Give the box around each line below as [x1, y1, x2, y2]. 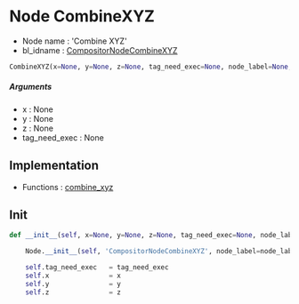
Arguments [9, 82, 53, 92]
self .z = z [25, 287, 122, 297]
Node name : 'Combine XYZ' [21, 36, 127, 46]
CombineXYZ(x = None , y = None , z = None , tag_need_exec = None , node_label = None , [9, 62, 293, 71]
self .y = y [25, 279, 122, 288]
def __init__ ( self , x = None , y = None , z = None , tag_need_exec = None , [9, 231, 257, 240]
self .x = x [25, 271, 122, 281]
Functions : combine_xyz [21, 181, 114, 192]
